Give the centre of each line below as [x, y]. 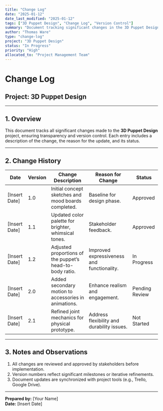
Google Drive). [26, 384]
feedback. [100, 230]
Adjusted [61, 247]
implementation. [28, 369]
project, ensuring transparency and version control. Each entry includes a [78, 136]
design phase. [105, 201]
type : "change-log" [25, 37]
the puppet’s [65, 259]
